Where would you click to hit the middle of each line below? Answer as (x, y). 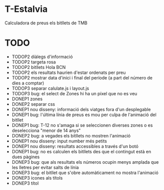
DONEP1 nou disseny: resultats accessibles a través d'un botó (75, 146)
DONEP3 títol (25, 183)
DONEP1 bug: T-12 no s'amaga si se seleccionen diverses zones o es (82, 125)
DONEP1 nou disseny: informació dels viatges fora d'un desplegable (81, 109)
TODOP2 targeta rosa (34, 62)
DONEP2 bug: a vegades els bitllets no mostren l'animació (71, 135)
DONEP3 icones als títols (37, 178)
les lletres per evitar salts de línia (45, 167)
